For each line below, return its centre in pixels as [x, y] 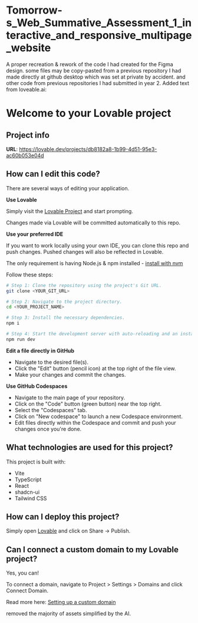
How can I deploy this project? [63, 516]
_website [29, 48]
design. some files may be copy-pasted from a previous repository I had [94, 70]
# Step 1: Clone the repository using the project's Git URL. [84, 285]
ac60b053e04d [25, 155]
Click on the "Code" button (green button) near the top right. [88, 404]
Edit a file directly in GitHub [40, 350]
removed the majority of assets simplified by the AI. [69, 614]
